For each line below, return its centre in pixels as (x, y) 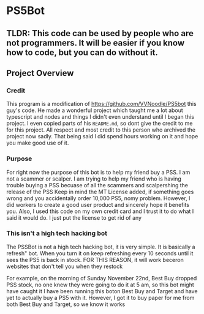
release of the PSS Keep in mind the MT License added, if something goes (100, 192)
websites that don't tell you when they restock (65, 266)
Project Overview (40, 73)
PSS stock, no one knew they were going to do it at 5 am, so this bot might (100, 285)
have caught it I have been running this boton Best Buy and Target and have (102, 291)
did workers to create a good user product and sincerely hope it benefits (98, 204)
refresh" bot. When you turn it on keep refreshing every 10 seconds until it (100, 253)
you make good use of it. (38, 143)
